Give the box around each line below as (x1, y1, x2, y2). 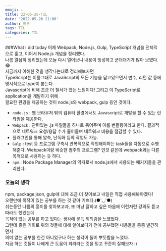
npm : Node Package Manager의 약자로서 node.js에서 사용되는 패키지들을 (12, 159, 156, 165)
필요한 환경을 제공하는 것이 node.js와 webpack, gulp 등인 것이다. (5, 100, 132, 105)
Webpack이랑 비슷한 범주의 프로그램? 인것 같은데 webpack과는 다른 (27, 147, 160, 152)
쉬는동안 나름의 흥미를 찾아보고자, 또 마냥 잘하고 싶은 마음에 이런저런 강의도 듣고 (5, 203, 160, 209)
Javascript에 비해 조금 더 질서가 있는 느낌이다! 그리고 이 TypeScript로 (5, 87, 141, 93)
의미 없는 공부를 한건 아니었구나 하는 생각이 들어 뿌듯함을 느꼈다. (5, 235, 130, 241)
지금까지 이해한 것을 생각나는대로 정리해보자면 (5, 68, 94, 74)
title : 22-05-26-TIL (5, 12, 48, 17)
